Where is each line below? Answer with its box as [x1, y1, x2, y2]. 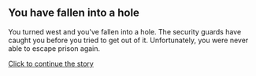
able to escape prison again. [8, 43, 101, 53]
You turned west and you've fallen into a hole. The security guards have [8, 27, 242, 36]
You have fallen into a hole [8, 6, 140, 20]
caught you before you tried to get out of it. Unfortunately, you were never [8, 35, 249, 45]
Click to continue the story [8, 59, 95, 68]
